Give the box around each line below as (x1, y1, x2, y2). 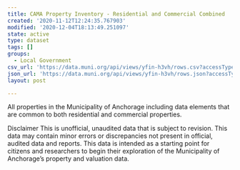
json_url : (7, 70, 37, 77)
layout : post (7, 76, 46, 84)
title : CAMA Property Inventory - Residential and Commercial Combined (7, 10, 225, 18)
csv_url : (7, 64, 34, 71)
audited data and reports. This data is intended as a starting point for (7, 139, 210, 148)
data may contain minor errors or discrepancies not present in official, (7, 131, 213, 140)
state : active (7, 30, 50, 38)
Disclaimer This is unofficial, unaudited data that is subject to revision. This (7, 124, 228, 133)
